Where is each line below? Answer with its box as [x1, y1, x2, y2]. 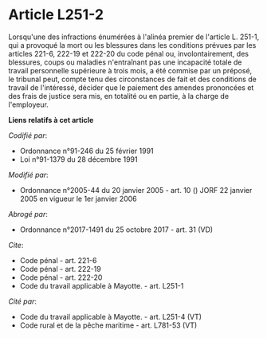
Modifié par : [8, 170, 49, 179]
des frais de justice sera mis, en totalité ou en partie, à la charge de [8, 91, 230, 100]
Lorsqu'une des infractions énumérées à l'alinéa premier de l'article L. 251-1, [8, 32, 260, 41]
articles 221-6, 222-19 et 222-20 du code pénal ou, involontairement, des [8, 49, 249, 58]
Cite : [8, 240, 24, 250]
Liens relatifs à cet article [8, 115, 94, 124]
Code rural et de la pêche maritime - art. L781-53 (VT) [19, 320, 198, 330]
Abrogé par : [8, 209, 48, 218]
